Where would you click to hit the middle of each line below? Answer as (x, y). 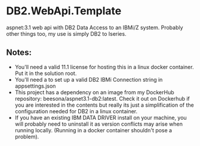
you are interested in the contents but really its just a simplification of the (104, 105)
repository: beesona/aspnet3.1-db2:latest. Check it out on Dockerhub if (102, 98)
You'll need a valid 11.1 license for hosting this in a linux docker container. (104, 67)
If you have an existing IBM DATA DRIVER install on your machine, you (101, 117)
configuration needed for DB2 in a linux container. (76, 111)
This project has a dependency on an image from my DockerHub (94, 92)
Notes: (19, 53)
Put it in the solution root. (46, 73)
